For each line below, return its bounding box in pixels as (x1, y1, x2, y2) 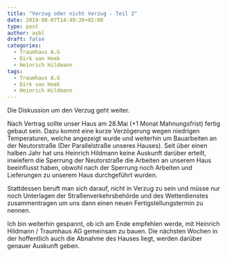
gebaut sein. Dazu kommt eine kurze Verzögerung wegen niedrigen (7, 127, 200, 135)
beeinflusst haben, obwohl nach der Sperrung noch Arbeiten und (7, 164, 192, 172)
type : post (7, 23, 39, 30)
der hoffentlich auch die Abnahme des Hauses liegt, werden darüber (7, 234, 203, 242)
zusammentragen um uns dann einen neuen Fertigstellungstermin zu (7, 199, 203, 207)
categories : (7, 42, 42, 49)
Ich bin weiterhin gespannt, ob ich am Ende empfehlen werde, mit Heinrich (7, 220, 220, 228)
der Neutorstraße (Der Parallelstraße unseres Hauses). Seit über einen (7, 142, 208, 150)
